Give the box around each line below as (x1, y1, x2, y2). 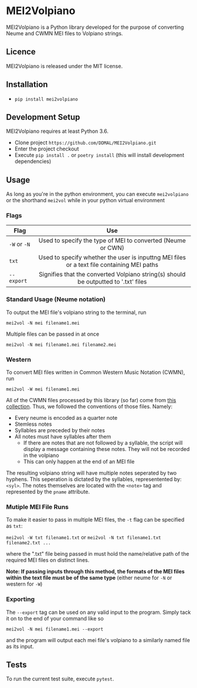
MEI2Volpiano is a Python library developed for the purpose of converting (6, 24, 184, 31)
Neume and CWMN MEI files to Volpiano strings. (6, 29, 123, 36)
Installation (6, 79, 48, 89)
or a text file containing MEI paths (66, 260, 158, 269)
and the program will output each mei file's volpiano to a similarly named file (6, 636, 191, 643)
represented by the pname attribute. (6, 488, 90, 495)
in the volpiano (23, 452, 60, 459)
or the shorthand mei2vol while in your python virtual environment (6, 197, 165, 204)
